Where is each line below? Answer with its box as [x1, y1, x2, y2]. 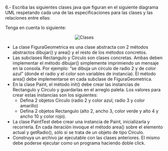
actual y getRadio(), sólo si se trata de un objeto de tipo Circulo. [12, 129, 144, 135]
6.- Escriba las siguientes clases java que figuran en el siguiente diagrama [5, 5, 158, 10]
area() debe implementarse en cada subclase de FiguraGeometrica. [12, 76, 153, 82]
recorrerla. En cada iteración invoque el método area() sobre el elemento [12, 124, 163, 130]
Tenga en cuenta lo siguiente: [5, 25, 67, 31]
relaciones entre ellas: [5, 15, 51, 21]
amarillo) [20, 103, 39, 108]
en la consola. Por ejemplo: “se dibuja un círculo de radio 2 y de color [12, 65, 156, 71]
